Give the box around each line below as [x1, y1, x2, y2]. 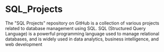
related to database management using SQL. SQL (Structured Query [5, 25, 146, 31]
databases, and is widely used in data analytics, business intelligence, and [5, 36, 159, 42]
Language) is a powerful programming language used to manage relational [5, 30, 159, 36]
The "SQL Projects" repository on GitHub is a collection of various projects [5, 20, 159, 26]
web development [5, 41, 43, 47]
